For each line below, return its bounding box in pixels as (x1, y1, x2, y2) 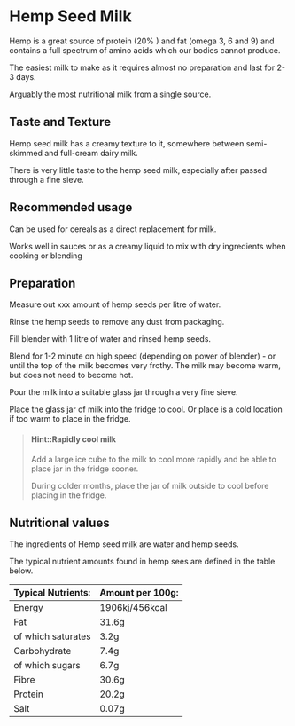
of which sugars (13, 659, 82, 672)
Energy (13, 602, 43, 614)
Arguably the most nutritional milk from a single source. (9, 89, 212, 99)
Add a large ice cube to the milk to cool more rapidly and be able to (30, 454, 276, 464)
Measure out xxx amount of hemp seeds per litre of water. (9, 299, 221, 310)
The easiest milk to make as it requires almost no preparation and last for (9, 62, 276, 73)
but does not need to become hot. (9, 370, 134, 381)
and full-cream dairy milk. (43, 147, 139, 158)
